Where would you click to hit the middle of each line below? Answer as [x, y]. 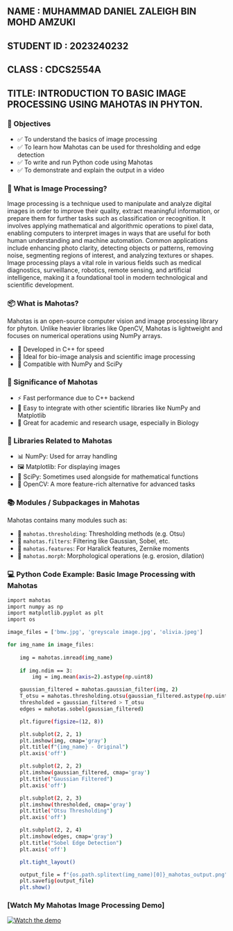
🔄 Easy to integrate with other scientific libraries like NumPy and [109, 408]
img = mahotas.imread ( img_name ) [66, 658]
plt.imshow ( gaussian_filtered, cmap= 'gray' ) [85, 773]
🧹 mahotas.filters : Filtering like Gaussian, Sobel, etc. [93, 541]
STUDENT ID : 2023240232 [68, 46]
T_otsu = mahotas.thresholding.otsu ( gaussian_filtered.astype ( [113, 696]
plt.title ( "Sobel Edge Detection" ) [71, 843]
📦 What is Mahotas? [43, 303]
